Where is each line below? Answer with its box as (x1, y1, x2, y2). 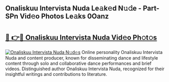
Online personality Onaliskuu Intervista (81, 49, 163, 55)
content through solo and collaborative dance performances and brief (5, 61, 152, 66)
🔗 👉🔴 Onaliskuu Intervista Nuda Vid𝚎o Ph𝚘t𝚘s (5, 33, 157, 42)
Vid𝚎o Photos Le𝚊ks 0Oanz (19, 12, 109, 21)
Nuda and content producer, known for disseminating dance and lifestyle (5, 55, 158, 61)
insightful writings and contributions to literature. (5, 71, 107, 77)
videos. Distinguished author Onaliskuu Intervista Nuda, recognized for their (5, 66, 164, 72)
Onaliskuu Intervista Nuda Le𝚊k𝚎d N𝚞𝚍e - (5, 4, 142, 13)
